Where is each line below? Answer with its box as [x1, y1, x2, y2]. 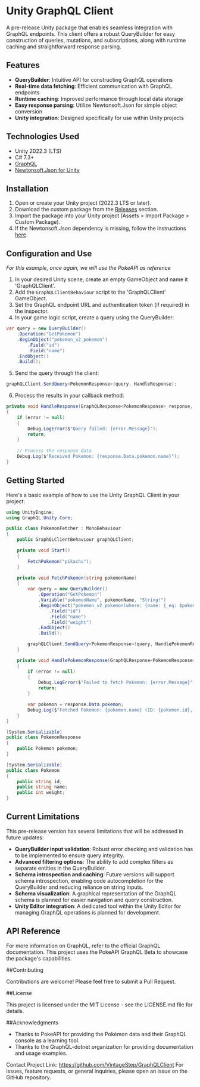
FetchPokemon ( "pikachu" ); [27, 558, 92, 565]
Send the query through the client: [14, 369, 99, 377]
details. [6, 1007, 24, 1014]
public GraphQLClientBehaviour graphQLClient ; [17, 537, 135, 543]
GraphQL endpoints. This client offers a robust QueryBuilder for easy [6, 30, 176, 37]
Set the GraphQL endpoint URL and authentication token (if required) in [14, 301, 189, 309]
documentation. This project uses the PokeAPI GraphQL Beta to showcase [6, 948, 188, 956]
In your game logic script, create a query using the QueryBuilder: [14, 314, 174, 321]
